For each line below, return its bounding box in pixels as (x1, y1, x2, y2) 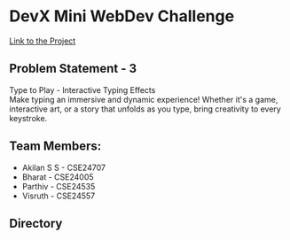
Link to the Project (9, 35, 76, 46)
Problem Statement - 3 (9, 61, 137, 76)
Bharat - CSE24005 (21, 171, 95, 182)
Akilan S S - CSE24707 (21, 162, 106, 173)
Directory (9, 215, 63, 231)
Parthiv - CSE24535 (21, 181, 96, 191)
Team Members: (9, 139, 102, 154)
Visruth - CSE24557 (21, 190, 96, 201)
